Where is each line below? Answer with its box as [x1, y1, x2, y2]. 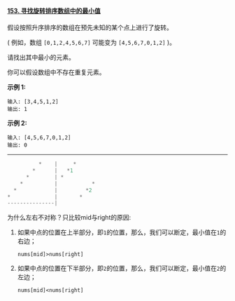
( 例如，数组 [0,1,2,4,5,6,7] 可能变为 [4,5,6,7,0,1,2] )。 [7, 39, 176, 47]
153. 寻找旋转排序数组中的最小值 [7, 6, 101, 15]
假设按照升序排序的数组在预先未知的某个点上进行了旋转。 [7, 23, 173, 32]
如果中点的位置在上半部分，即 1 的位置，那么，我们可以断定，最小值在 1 [17, 228, 220, 236]
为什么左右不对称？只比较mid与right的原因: [7, 213, 131, 222]
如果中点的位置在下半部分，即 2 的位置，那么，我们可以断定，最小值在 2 [17, 264, 220, 273]
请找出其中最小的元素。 [7, 53, 75, 62]
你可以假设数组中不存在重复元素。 [7, 68, 106, 76]
